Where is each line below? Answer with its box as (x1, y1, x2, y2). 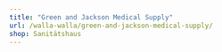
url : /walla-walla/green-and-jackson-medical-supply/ (9, 21, 214, 30)
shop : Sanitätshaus (9, 29, 82, 38)
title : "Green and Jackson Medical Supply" (9, 12, 174, 22)
